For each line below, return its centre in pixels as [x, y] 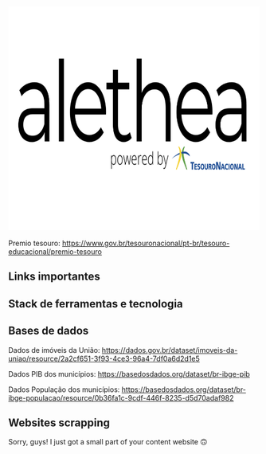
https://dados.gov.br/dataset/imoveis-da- [170, 350]
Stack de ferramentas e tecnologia [96, 304]
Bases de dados [49, 331]
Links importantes [55, 277]
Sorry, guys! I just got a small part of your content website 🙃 [108, 442]
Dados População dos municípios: [64, 389]
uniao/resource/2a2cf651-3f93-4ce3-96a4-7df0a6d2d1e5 [104, 358]
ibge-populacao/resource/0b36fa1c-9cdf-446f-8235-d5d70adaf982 [121, 397]
